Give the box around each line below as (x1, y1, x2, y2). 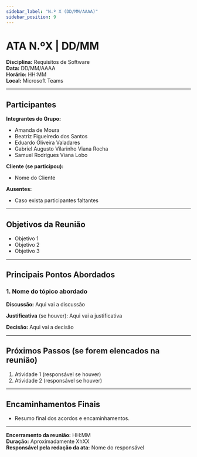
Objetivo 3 (14, 247, 40, 255)
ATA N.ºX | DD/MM (6, 39, 100, 53)
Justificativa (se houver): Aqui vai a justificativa (6, 312, 123, 319)
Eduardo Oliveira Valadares (14, 139, 80, 146)
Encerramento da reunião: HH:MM (6, 432, 91, 439)
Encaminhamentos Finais (6, 399, 101, 409)
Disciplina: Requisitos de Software (6, 59, 90, 66)
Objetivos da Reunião (6, 219, 86, 229)
